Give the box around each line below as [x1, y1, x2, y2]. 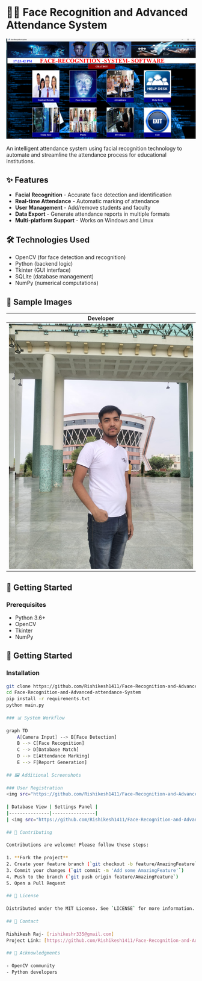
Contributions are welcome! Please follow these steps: [6, 842, 149, 848]
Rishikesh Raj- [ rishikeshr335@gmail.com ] [6, 931, 114, 937]
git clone [6, 683, 31, 689]
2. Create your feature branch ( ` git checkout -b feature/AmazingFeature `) [6, 861, 200, 867]
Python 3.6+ [14, 614, 46, 621]
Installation [6, 669, 40, 677]
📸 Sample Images [6, 296, 73, 307]
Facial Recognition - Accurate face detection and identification [14, 191, 172, 198]
